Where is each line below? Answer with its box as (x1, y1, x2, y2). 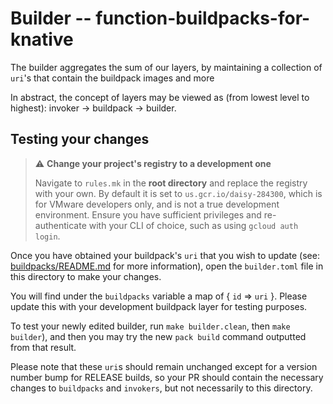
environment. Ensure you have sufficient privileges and (34, 208, 262, 221)
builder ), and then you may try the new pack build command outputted (10, 330, 307, 342)
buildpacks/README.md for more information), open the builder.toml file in (10, 260, 324, 272)
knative (10, 28, 74, 51)
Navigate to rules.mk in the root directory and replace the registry (34, 177, 308, 189)
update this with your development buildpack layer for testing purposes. (10, 300, 308, 312)
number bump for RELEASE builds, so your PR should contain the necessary (10, 371, 324, 383)
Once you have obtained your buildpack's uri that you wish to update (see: (10, 249, 320, 261)
